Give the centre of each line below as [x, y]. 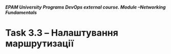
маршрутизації [40, 43]
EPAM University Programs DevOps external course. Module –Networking [85, 7]
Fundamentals [21, 12]
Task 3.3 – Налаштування [62, 33]
